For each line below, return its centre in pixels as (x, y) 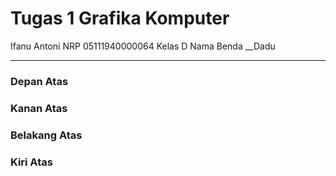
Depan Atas (39, 81)
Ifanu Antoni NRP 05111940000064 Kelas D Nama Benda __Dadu (143, 46)
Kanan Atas (39, 108)
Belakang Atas (46, 135)
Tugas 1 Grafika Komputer (120, 18)
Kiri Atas (31, 162)
